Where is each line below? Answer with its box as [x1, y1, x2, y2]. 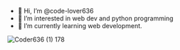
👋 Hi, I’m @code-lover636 [17, 7, 94, 15]
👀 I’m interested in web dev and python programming [17, 14, 174, 23]
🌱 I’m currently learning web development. [17, 22, 142, 30]
